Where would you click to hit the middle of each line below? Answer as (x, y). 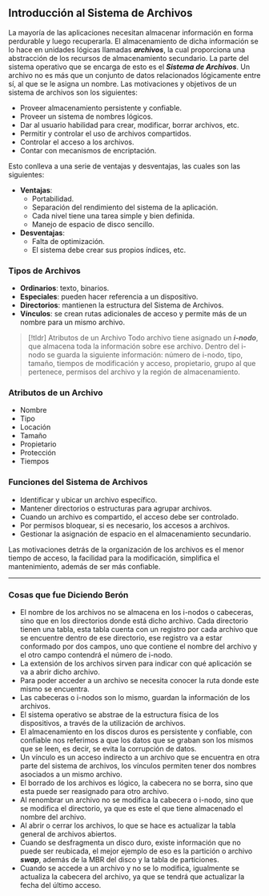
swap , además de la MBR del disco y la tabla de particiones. (119, 859)
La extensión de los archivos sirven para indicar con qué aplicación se (136, 663)
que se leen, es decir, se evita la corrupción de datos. (108, 749)
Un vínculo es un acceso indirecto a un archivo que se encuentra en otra (140, 757)
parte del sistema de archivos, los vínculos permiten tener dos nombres (138, 766)
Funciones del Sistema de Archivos (78, 483)
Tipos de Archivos (45, 271)
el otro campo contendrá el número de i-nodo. (96, 655)
